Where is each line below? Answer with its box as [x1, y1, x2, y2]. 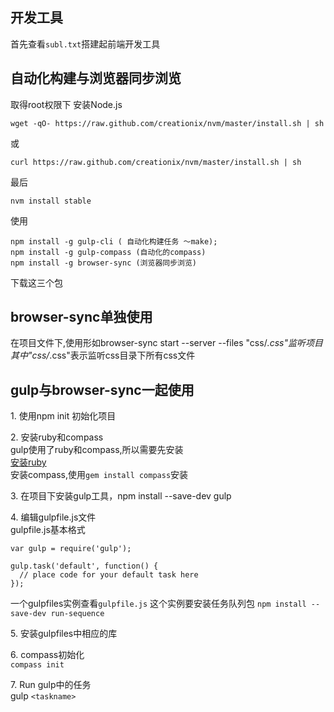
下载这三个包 [10, 276, 63, 288]
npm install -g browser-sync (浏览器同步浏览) [10, 258, 197, 268]
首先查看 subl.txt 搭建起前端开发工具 [10, 38, 161, 50]
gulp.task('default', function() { [10, 561, 159, 572]
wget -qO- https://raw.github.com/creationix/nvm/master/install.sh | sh [10, 118, 325, 128]
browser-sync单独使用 [10, 309, 153, 326]
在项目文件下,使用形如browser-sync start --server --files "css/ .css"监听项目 [10, 337, 324, 349]
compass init [10, 660, 65, 670]
